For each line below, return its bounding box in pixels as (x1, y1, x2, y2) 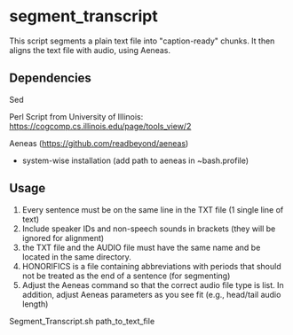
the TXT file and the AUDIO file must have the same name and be (21, 242, 261, 253)
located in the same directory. (21, 251, 131, 262)
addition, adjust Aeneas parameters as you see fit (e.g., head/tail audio (21, 289, 281, 300)
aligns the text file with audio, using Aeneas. (9, 44, 171, 55)
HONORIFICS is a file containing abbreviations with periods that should (21, 261, 281, 271)
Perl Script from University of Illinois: (9, 111, 144, 121)
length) (21, 299, 49, 309)
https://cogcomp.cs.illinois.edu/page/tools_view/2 (9, 121, 192, 131)
